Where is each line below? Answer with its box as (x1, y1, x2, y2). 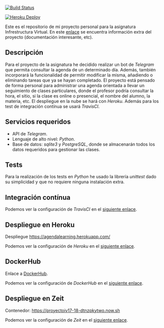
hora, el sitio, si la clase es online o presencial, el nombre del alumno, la (5, 93, 150, 98)
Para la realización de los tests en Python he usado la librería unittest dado (5, 174, 157, 180)
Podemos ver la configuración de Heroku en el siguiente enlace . (5, 243, 135, 249)
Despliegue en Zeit (5, 295, 64, 303)
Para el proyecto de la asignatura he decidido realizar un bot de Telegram (5, 62, 154, 67)
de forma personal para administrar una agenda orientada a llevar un (5, 82, 145, 88)
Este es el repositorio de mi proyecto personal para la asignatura (5, 24, 136, 30)
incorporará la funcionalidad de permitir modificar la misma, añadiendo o (5, 72, 153, 78)
